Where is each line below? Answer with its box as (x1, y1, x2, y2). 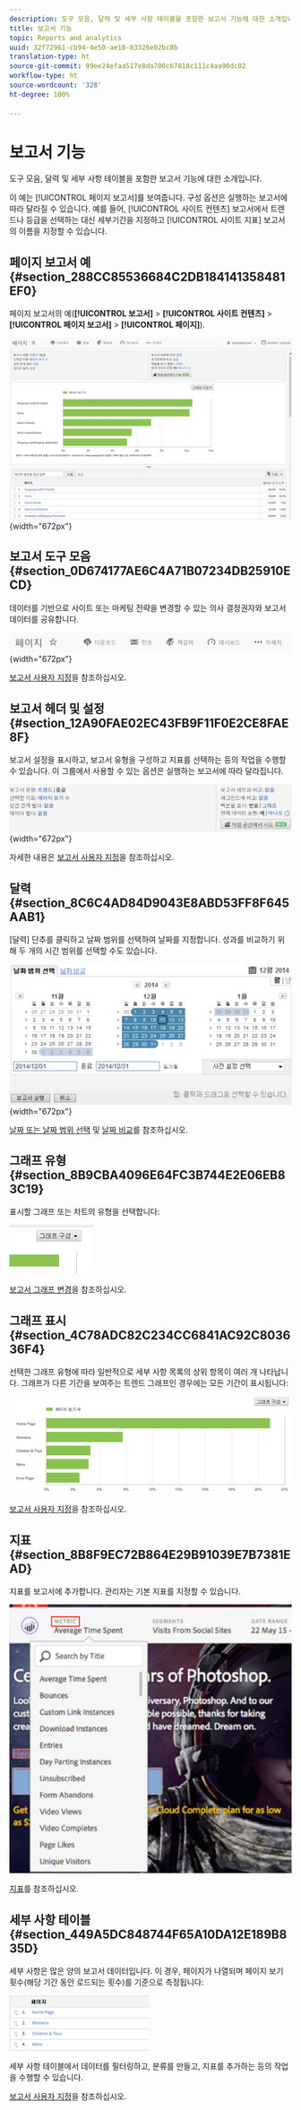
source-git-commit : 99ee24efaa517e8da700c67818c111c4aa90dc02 (9, 62, 246, 71)
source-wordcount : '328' (9, 81, 102, 90)
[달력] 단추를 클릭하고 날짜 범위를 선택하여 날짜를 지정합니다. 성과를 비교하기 (9, 934, 276, 945)
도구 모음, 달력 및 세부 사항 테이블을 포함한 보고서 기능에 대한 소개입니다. (9, 173, 262, 184)
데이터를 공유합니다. (9, 614, 79, 624)
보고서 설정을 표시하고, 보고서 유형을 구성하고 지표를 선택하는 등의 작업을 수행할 (9, 754, 287, 765)
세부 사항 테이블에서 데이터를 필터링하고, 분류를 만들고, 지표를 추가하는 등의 (9, 2061, 272, 2071)
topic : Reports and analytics (9, 33, 123, 42)
